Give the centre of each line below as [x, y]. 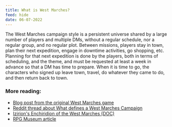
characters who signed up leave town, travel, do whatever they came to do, [85, 72]
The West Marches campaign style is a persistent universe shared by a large [86, 34]
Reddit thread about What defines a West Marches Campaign [78, 108]
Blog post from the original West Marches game [63, 102]
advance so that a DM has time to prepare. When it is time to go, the [78, 67]
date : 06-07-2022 [24, 20]
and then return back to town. [37, 78]
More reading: [23, 92]
